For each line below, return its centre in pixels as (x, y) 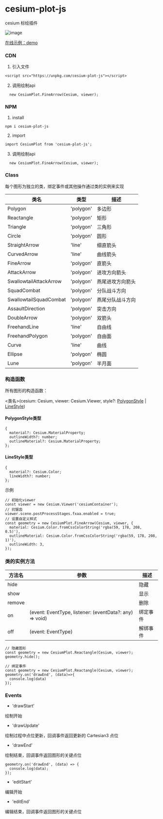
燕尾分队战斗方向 (116, 300)
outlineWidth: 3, (27, 544)
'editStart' (22, 782)
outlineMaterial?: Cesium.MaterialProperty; (55, 442)
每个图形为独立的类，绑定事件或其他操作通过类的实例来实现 (65, 186)
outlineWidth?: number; (33, 437)
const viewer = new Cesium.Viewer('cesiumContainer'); (62, 504)
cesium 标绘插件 (21, 23)
